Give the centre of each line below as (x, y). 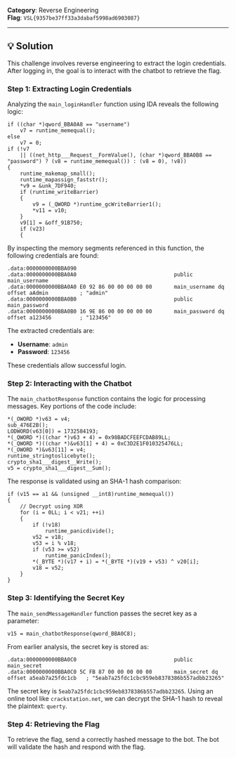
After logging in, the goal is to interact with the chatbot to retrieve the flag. (114, 70)
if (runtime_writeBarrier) (59, 192)
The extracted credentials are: (51, 331)
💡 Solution (31, 46)
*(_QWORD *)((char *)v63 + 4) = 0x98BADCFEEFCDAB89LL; (89, 438)
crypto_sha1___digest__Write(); (54, 462)
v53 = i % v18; (55, 544)
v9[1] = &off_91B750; (51, 223)
